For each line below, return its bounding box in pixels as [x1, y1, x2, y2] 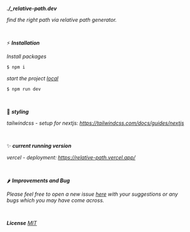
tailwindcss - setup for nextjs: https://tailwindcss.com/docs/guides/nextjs [6, 120, 185, 127]
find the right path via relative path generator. [6, 16, 117, 23]
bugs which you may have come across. [6, 196, 105, 204]
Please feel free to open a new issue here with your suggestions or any [6, 190, 178, 197]
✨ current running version [6, 142, 72, 149]
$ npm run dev [6, 86, 42, 92]
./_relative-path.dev [6, 5, 57, 12]
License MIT [6, 219, 37, 226]
